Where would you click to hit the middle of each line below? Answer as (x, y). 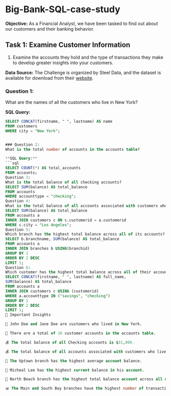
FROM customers (21, 126)
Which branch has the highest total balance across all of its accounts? (85, 234)
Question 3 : (18, 177)
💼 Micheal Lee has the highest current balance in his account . (75, 370)
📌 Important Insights (28, 315)
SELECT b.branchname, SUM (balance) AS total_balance (62, 239)
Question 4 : (18, 201)
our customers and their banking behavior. (50, 29)
